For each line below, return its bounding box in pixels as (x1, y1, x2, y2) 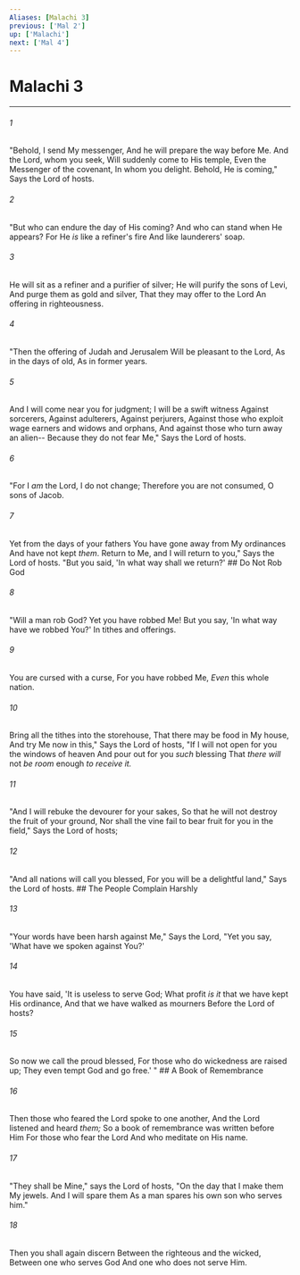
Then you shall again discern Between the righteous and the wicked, (9, 1247, 262, 1258)
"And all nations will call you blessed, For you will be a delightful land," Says (9, 873, 287, 884)
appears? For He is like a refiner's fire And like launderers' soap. (9, 231, 246, 242)
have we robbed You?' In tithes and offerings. (9, 624, 177, 635)
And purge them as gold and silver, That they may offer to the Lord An (9, 288, 266, 299)
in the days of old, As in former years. (9, 356, 148, 366)
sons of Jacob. (9, 490, 64, 501)
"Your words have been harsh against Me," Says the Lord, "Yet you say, (9, 930, 272, 942)
